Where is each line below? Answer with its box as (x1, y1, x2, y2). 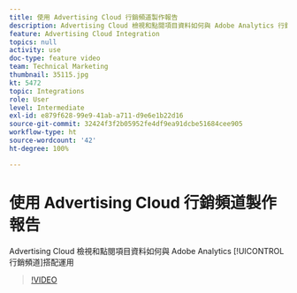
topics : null (9, 37, 57, 47)
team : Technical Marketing (9, 63, 109, 71)
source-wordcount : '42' (9, 136, 97, 145)
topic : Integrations (9, 86, 86, 95)
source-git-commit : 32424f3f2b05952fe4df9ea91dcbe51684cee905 (9, 120, 243, 129)
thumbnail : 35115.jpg (9, 71, 89, 79)
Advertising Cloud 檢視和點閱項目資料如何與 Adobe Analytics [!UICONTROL (9, 245, 285, 256)
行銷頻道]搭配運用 (9, 257, 75, 267)
